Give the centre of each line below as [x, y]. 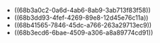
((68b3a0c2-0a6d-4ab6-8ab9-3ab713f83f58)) [82, 10]
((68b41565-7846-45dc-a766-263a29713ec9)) [83, 25]
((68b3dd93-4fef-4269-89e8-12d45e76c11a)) [81, 18]
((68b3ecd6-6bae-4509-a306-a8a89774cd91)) [84, 32]
